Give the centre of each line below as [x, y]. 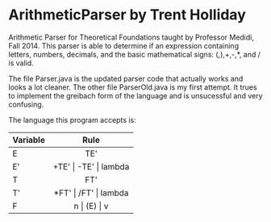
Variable [29, 140]
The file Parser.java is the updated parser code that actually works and [126, 78]
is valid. [21, 63]
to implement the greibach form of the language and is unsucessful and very [136, 95]
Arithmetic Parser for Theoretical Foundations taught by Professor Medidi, [131, 37]
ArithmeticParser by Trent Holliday [127, 15]
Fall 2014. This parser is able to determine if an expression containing [124, 45]
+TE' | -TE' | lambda [91, 166]
